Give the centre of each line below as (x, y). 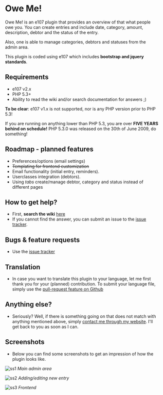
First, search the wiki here (39, 214)
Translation (23, 267)
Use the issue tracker (33, 252)
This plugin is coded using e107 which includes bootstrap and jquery (74, 56)
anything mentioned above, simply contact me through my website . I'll (82, 321)
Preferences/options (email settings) (49, 161)
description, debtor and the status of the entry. (52, 32)
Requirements (27, 77)
